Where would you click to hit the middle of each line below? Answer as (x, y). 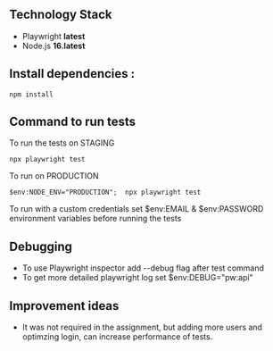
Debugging (41, 246)
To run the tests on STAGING (62, 143)
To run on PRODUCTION (54, 176)
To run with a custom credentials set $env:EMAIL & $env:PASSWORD (136, 209)
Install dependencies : (72, 74)
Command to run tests (73, 122)
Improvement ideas (64, 306)
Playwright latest (54, 36)
